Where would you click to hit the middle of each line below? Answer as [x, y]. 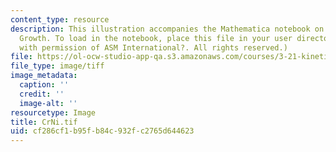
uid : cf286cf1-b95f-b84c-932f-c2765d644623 [102, 131]
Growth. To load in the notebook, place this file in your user [156, 38]
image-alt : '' [48, 103]
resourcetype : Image [53, 112]
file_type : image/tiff [57, 66]
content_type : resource [60, 19]
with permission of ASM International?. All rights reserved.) [153, 47]
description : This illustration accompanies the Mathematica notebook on [167, 29]
